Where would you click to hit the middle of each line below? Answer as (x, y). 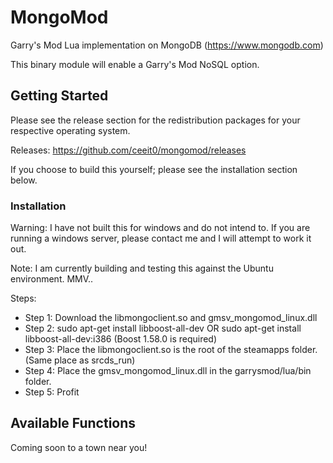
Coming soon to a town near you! (79, 447)
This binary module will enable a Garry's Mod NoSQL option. (135, 64)
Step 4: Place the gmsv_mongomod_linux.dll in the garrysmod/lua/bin (168, 371)
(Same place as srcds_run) (80, 360)
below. (24, 180)
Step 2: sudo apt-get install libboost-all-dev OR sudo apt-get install (163, 328)
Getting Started (59, 96)
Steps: (23, 298)
